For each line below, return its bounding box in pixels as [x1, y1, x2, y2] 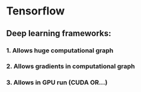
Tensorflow [6, 4, 65, 18]
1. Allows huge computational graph [6, 46, 113, 55]
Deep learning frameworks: [6, 28, 111, 38]
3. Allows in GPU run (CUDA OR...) [6, 78, 108, 87]
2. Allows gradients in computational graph [6, 62, 136, 70]
